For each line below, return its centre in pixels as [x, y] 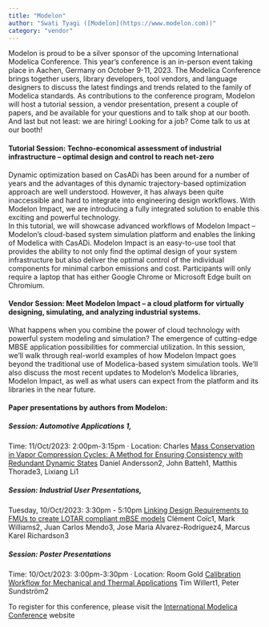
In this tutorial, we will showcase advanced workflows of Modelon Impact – [132, 226]
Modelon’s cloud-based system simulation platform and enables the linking [132, 234]
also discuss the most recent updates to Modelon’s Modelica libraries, [123, 372]
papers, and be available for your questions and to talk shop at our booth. [129, 113]
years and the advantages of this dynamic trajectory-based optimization [127, 183]
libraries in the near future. [52, 389]
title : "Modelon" [37, 16]
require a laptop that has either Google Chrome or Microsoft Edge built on [130, 276]
